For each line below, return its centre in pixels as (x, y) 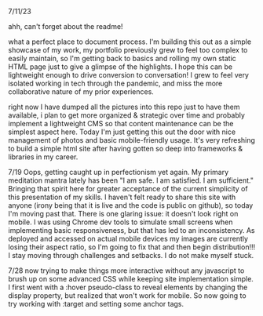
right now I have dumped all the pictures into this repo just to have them (124, 107)
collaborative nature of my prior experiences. (81, 92)
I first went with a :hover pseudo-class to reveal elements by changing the (128, 287)
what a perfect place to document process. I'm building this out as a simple (130, 42)
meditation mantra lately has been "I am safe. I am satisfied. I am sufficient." (131, 180)
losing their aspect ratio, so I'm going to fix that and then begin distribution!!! (132, 247)
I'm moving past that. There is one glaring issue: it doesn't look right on (123, 214)
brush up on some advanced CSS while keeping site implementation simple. (131, 279)
